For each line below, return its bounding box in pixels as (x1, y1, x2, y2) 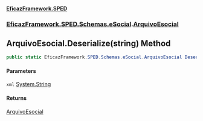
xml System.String (6, 81, 51, 88)
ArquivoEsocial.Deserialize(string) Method (6, 38, 171, 48)
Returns (6, 95, 27, 102)
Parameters (6, 67, 36, 75)
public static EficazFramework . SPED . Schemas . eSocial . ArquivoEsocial (6, 54, 182, 60)
